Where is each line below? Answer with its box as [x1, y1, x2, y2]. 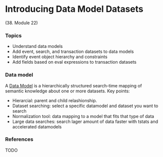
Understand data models [12, 43, 63, 49]
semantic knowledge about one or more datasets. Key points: [5, 88, 130, 94]
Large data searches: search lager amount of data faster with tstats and [12, 118, 159, 124]
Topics [5, 32, 22, 39]
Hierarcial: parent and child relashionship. [12, 97, 97, 103]
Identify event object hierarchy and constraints [12, 54, 108, 60]
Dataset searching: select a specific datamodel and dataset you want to [12, 103, 159, 109]
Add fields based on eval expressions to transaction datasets [12, 59, 137, 65]
